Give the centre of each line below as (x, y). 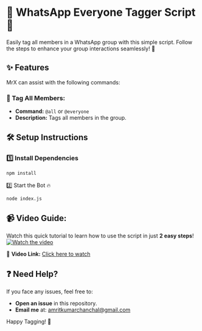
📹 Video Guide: (37, 218)
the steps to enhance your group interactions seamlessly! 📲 (81, 49)
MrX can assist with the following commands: (63, 82)
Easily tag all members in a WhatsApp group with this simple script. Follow (99, 42)
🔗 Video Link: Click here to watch (48, 254)
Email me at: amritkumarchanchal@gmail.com (73, 310)
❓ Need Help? (32, 274)
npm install (21, 173)
